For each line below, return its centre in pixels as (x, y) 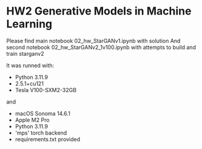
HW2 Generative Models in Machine (99, 11)
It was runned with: (30, 65)
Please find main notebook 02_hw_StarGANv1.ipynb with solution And (93, 41)
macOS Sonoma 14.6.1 (43, 113)
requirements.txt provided (48, 139)
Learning (29, 24)
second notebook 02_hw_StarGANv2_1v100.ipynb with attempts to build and (101, 47)
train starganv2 (25, 53)
